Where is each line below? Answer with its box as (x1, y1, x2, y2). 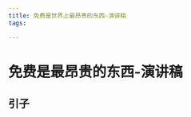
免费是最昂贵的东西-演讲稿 (8, 63, 184, 80)
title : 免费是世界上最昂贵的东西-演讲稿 (8, 11, 126, 20)
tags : (8, 19, 26, 27)
